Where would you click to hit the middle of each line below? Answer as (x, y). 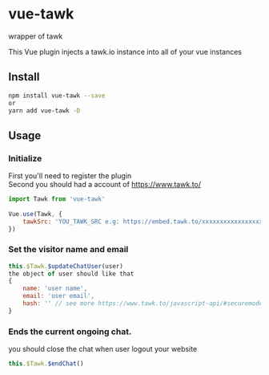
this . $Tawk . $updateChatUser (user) (66, 266)
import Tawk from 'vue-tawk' (57, 199)
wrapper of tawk (36, 36)
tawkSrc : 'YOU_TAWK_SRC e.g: (71, 222)
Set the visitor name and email (68, 250)
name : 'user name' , (55, 289)
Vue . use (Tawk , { (35, 214)
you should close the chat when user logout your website (103, 349)
